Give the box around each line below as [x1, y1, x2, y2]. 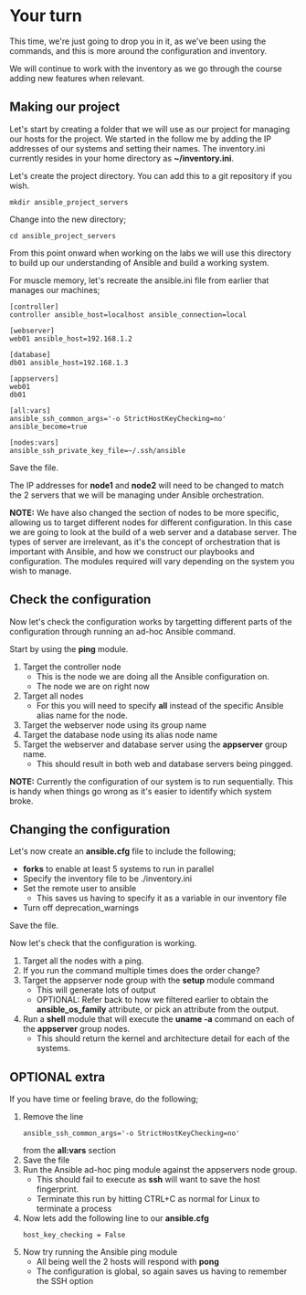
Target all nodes [22, 690, 84, 701]
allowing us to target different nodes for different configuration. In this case [9, 517, 292, 528]
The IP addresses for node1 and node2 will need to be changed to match [9, 479, 285, 490]
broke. [9, 795, 34, 806]
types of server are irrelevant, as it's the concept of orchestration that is [9, 536, 280, 547]
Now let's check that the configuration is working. [9, 938, 197, 949]
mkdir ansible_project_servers [9, 197, 129, 206]
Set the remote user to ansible [22, 883, 137, 894]
